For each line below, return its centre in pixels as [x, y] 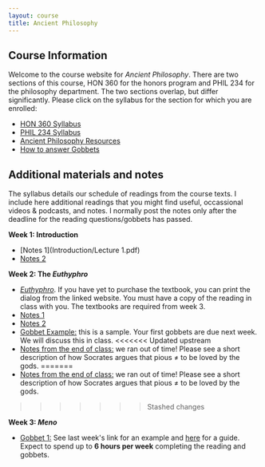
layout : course [34, 16]
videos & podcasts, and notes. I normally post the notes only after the [123, 211]
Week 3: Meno [33, 422]
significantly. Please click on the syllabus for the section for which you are [130, 100]
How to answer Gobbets [59, 149]
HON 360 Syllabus [50, 124]
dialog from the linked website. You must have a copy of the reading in [136, 298]
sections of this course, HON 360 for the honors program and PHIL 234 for [132, 83]
